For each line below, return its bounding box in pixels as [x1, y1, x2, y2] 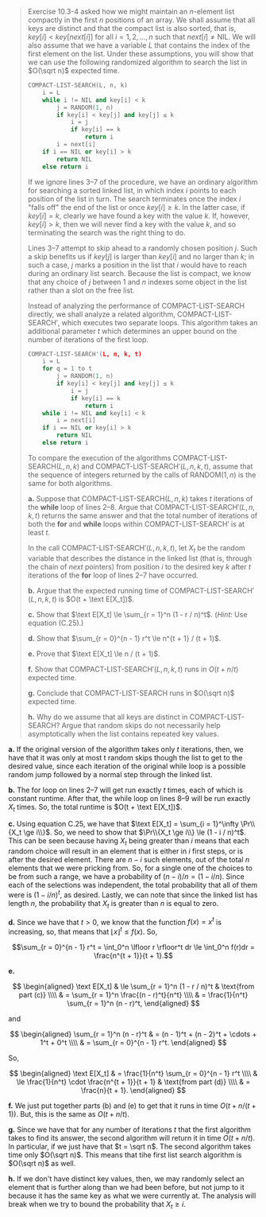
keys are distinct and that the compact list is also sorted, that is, [27, 24, 237, 33]
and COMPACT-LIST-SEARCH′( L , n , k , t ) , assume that [81, 461, 253, 471]
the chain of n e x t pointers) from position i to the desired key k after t [27, 562, 252, 571]
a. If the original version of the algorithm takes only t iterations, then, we [8, 744, 244, 754]
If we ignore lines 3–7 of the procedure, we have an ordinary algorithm [27, 177, 258, 186]
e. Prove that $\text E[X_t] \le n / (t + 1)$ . [27, 648, 160, 659]
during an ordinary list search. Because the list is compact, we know [27, 268, 252, 278]
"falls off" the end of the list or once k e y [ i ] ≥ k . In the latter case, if [27, 202, 246, 212]
